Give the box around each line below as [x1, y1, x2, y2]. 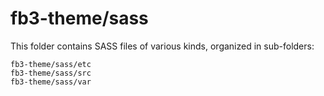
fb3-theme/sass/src [10, 68, 92, 78]
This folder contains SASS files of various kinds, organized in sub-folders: [10, 40, 315, 52]
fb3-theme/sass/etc [10, 59, 92, 69]
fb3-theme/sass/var [10, 77, 92, 87]
